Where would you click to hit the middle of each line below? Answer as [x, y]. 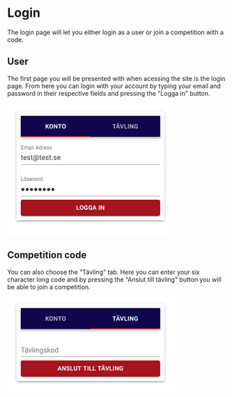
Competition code [47, 255]
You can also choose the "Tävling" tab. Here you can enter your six [103, 272]
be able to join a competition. [49, 287]
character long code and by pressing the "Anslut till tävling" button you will [114, 279]
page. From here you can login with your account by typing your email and [114, 86]
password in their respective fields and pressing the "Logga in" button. [109, 93]
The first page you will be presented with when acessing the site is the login [116, 78]
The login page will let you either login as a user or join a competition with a [116, 32]
